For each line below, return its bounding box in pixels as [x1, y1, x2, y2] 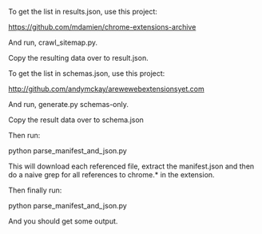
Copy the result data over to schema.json [8, 115, 144, 125]
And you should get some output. [8, 216, 118, 226]
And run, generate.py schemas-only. [8, 100, 129, 109]
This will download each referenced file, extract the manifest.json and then [8, 161, 255, 171]
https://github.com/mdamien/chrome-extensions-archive [8, 22, 196, 31]
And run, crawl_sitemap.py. [8, 38, 98, 47]
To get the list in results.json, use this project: [8, 7, 158, 16]
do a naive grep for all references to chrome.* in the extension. [8, 170, 215, 179]
